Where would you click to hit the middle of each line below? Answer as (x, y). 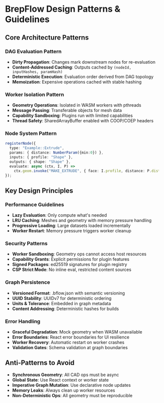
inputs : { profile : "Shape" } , (41, 157)
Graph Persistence (28, 282)
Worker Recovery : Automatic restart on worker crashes (68, 342)
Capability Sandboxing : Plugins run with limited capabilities (72, 115)
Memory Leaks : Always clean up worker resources (64, 390)
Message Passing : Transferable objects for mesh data (67, 111)
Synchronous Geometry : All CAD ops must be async (66, 375)
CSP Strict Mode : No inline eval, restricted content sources (72, 269)
